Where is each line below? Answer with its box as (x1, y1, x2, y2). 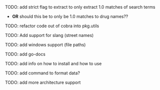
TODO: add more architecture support (5, 80, 81, 85)
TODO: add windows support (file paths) (5, 42, 86, 48)
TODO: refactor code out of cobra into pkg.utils (5, 23, 99, 29)
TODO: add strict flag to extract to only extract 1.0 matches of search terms (5, 4, 156, 10)
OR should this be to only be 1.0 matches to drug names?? (12, 14, 128, 19)
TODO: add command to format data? (5, 70, 80, 76)
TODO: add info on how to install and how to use (5, 61, 102, 66)
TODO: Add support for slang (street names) (5, 33, 94, 38)
